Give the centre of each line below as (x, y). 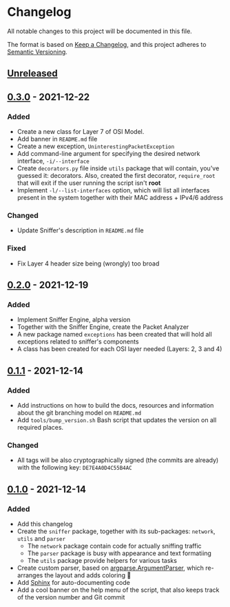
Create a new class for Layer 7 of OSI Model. (81, 132)
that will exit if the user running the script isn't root (89, 183)
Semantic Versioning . (37, 52)
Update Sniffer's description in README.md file (80, 230)
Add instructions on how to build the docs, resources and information (115, 405)
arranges (30, 575)
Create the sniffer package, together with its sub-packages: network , (116, 531)
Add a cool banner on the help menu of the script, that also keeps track (118, 590)
